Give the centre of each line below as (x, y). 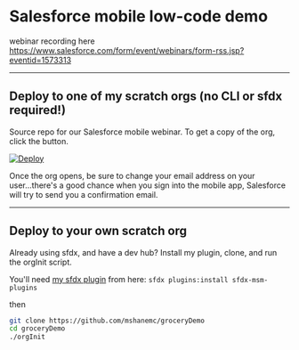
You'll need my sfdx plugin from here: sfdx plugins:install (119, 279)
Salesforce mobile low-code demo (139, 16)
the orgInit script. (41, 262)
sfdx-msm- (250, 280)
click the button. (39, 141)
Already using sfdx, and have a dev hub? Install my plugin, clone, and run (143, 252)
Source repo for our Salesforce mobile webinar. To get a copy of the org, (142, 132)
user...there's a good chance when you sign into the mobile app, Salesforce (148, 185)
